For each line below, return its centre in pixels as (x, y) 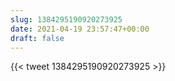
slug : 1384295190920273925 (66, 19)
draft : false (37, 38)
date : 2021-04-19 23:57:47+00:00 (80, 29)
